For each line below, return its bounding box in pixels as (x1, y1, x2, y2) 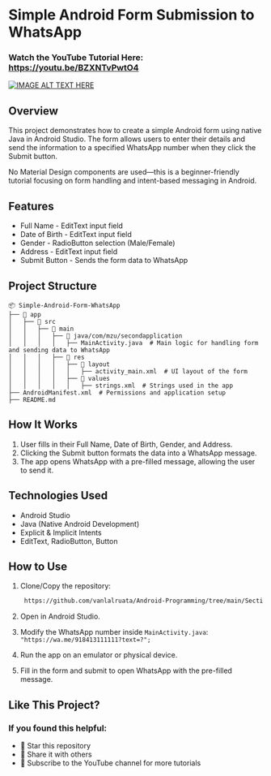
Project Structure (8, 278, 97, 293)
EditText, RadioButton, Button (19, 536, 118, 545)
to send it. (19, 465, 54, 475)
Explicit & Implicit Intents (19, 528, 103, 537)
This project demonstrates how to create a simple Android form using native (8, 126, 262, 136)
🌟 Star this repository (19, 740, 91, 750)
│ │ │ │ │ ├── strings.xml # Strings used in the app (8, 382, 233, 390)
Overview (8, 104, 59, 118)
